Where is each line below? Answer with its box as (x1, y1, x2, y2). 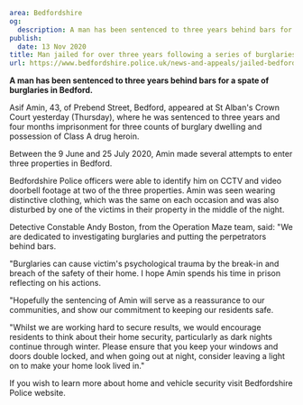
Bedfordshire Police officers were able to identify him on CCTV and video (9, 176, 282, 187)
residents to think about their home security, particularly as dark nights (9, 332, 273, 343)
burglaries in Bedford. (9, 85, 93, 96)
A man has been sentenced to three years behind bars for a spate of (9, 75, 270, 86)
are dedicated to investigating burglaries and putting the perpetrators (9, 231, 267, 243)
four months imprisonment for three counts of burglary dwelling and (9, 122, 262, 133)
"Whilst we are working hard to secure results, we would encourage (9, 322, 262, 333)
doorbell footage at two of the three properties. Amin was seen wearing (9, 185, 276, 196)
